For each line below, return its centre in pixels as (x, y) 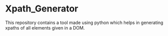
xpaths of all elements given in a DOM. (45, 27)
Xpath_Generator (42, 9)
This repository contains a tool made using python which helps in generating (84, 22)
